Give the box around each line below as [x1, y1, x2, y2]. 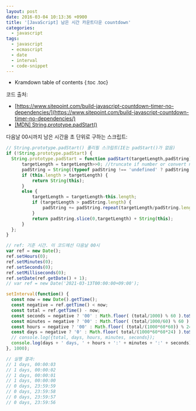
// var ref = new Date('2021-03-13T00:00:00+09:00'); [6, 281, 140, 286]
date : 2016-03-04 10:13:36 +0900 [6, 14, 87, 20]
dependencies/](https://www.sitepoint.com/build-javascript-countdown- [14, 109, 190, 116]
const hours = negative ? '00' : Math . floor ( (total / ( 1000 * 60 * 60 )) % [11, 324, 184, 330]
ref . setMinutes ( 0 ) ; [6, 258, 54, 265]
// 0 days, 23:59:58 [6, 389, 57, 395]
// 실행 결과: [6, 356, 36, 362]
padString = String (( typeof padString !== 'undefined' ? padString [21, 167, 190, 172]
